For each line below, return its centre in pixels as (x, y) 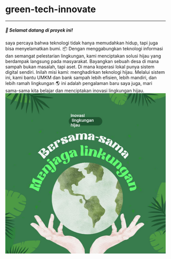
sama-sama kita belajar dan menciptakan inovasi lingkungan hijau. (75, 91)
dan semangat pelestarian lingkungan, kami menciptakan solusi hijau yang (83, 56)
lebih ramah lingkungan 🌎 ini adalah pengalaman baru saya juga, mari (79, 83)
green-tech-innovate (51, 9)
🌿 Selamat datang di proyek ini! (39, 30)
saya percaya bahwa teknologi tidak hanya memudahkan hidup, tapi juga (82, 43)
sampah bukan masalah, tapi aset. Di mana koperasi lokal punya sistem (80, 67)
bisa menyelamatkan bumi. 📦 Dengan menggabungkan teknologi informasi (84, 48)
